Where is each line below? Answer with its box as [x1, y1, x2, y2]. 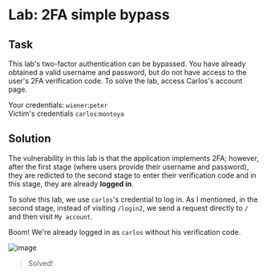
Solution [8, 132, 51, 146]
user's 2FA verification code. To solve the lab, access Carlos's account [8, 76, 243, 85]
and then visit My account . [8, 211, 94, 221]
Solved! [27, 258, 54, 268]
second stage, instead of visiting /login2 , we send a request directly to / [8, 203, 249, 212]
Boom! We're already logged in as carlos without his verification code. [8, 227, 241, 236]
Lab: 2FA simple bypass [8, 6, 170, 24]
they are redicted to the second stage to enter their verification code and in [8, 170, 257, 180]
